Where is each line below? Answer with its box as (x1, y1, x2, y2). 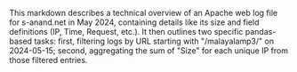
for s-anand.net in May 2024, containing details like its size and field (9, 17, 260, 28)
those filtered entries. (9, 55, 88, 65)
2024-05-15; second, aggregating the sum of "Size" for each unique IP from (9, 45, 289, 56)
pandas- (245, 27, 277, 36)
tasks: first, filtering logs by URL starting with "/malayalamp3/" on (34, 36, 274, 46)
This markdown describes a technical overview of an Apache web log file (9, 8, 278, 18)
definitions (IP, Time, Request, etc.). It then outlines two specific (9, 27, 244, 36)
